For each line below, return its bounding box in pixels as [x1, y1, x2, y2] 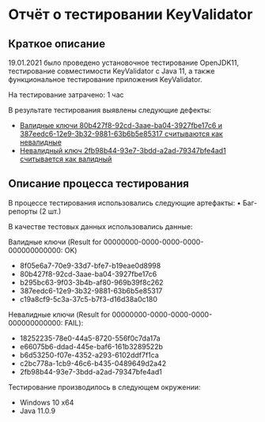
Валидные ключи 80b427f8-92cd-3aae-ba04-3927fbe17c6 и [19, 121, 223, 130]
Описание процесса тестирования [8, 177, 190, 190]
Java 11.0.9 [19, 405, 56, 416]
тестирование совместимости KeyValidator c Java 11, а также [8, 66, 215, 76]
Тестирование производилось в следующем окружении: [8, 382, 201, 392]
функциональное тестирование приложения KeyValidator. [8, 75, 203, 84]
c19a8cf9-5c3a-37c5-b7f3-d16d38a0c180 [19, 294, 158, 303]
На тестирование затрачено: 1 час [8, 90, 124, 100]
